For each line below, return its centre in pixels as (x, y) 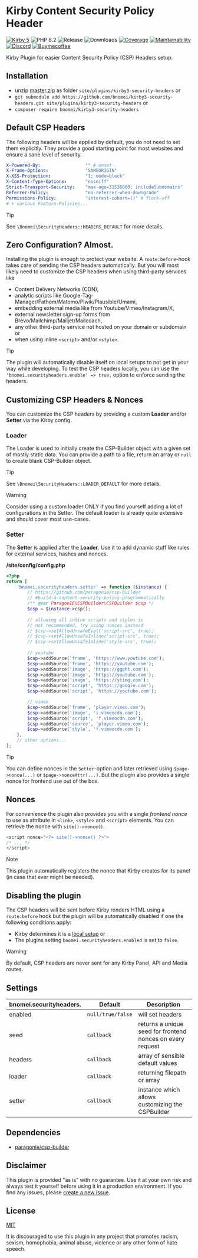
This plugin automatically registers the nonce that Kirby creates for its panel (98, 871)
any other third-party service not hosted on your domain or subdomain (100, 327)
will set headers (160, 1014)
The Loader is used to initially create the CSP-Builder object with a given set (98, 448)
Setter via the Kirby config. (39, 420)
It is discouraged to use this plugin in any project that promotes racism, (92, 1236)
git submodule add (37, 97)
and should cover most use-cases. (48, 519)
